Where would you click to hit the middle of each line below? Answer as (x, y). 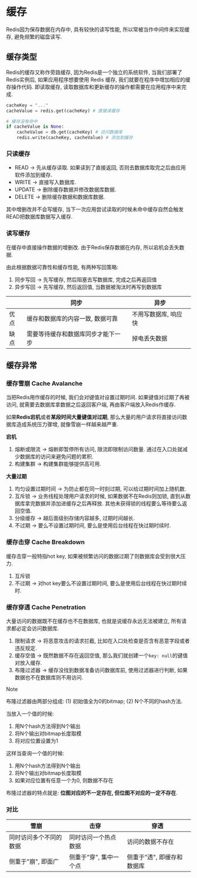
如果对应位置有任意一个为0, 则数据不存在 (64, 780)
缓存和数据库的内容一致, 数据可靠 (72, 318)
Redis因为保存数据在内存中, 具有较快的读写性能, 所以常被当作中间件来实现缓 (98, 29)
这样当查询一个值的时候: (35, 753)
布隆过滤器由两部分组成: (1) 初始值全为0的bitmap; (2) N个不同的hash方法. (94, 701)
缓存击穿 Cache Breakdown (45, 542)
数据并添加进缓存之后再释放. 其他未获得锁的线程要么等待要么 (108, 503)
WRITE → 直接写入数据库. (45, 182)
